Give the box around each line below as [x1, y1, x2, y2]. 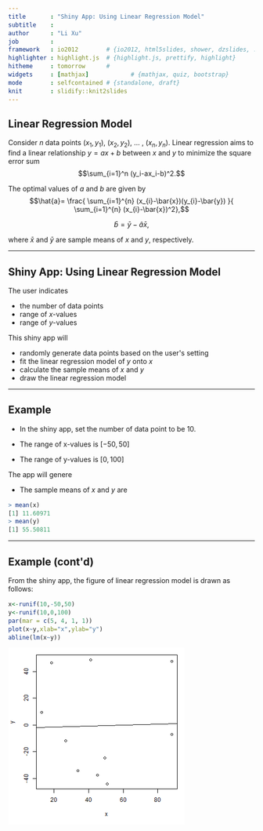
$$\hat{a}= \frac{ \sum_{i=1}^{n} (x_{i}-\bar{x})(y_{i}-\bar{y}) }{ [29, 196, 234, 206]
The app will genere [8, 469, 73, 479]
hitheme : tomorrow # [8, 63, 110, 71]
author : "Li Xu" [8, 29, 82, 37]
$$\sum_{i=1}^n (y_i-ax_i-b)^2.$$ [77, 169, 186, 178]
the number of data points [19, 301, 104, 310]
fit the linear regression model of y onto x [19, 356, 153, 366]
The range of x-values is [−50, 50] [19, 439, 130, 449]
